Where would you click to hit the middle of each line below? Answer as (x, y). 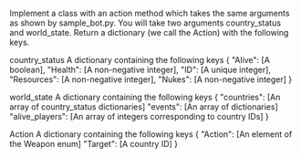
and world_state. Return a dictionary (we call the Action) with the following (149, 32)
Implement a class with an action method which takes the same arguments (150, 13)
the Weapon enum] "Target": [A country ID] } (94, 144)
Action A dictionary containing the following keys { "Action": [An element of (151, 134)
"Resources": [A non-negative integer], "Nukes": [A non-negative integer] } (151, 79)
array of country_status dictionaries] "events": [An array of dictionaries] (144, 107)
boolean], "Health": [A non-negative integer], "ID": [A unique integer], (140, 69)
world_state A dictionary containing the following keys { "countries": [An (145, 97)
